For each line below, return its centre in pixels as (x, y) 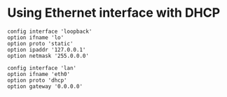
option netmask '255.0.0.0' (48, 56)
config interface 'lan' (42, 68)
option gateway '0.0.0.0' (45, 86)
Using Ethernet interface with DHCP (114, 13)
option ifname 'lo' (36, 37)
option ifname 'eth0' (39, 74)
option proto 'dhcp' (37, 80)
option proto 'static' (40, 43)
